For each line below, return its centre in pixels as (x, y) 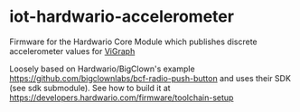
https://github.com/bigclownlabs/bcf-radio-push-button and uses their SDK (150, 78)
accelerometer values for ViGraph (72, 51)
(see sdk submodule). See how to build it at (90, 88)
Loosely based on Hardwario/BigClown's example (103, 69)
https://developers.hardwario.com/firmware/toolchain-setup (122, 98)
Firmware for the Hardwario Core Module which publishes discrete (133, 42)
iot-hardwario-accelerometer (122, 17)
